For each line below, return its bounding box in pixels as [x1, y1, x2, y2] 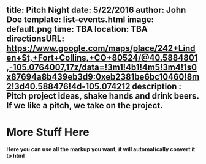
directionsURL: [6, 34, 64, 44]
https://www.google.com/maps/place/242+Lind [6, 43, 196, 54]
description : [131, 81, 182, 92]
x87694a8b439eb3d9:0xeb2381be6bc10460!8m [6, 72, 200, 82]
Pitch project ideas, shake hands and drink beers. [6, 91, 199, 102]
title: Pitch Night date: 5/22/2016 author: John [6, 5, 186, 15]
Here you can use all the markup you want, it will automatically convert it [6, 146, 196, 153]
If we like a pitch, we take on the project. [6, 100, 164, 111]
